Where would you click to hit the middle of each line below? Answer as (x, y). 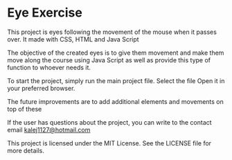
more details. (26, 150)
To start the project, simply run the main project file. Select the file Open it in (116, 80)
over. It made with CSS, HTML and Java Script (73, 39)
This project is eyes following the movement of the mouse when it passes (112, 32)
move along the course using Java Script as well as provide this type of (109, 60)
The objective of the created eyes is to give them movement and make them (116, 53)
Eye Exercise (45, 13)
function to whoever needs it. (49, 67)
